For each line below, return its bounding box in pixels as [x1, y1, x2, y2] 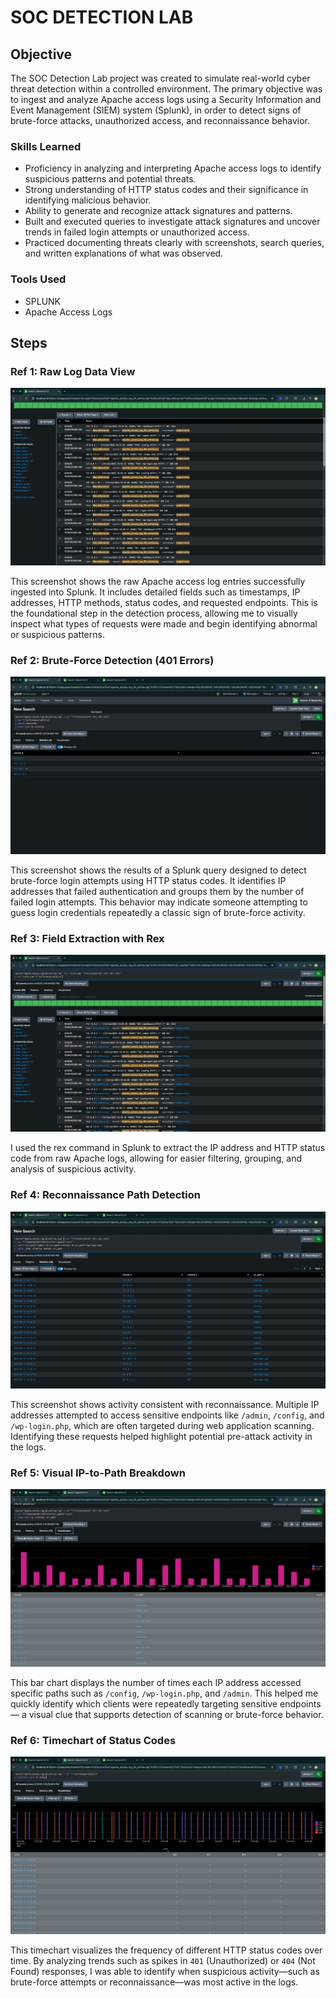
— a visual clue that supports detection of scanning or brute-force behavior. [10, 1708, 324, 1720]
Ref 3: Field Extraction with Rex [10, 931, 165, 945]
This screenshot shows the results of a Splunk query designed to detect [10, 864, 307, 876]
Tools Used [10, 272, 67, 286]
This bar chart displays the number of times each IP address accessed [10, 1676, 302, 1688]
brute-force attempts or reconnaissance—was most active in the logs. [10, 1976, 299, 1988]
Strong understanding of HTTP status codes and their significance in [24, 184, 309, 196]
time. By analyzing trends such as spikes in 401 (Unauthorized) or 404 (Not [10, 1954, 316, 1966]
